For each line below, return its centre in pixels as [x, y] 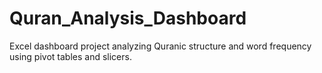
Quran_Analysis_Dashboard [128, 18]
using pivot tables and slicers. [70, 56]
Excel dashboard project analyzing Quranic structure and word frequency [160, 46]
